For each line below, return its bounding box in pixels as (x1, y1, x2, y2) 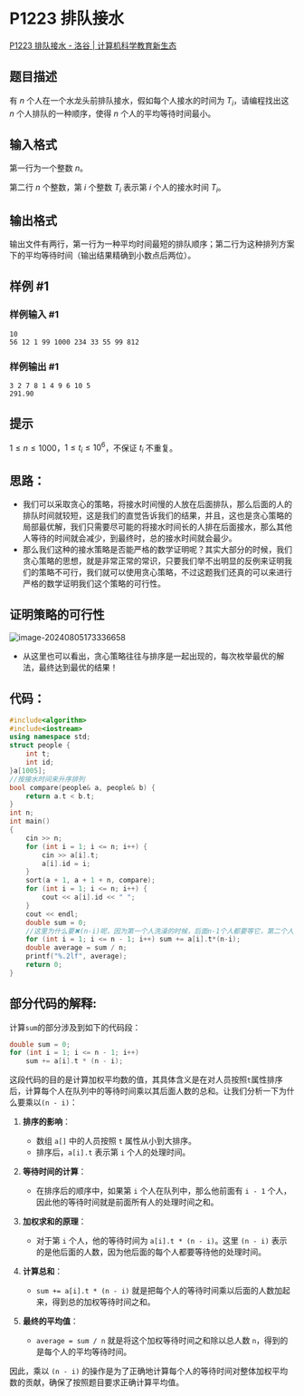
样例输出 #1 (9, 360, 59, 373)
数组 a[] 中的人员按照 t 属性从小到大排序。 (35, 1136, 196, 1147)
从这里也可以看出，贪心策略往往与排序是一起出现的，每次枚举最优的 (22, 650, 277, 661)
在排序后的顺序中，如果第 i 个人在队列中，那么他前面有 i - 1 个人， (35, 1186, 292, 1196)
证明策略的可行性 (9, 607, 105, 622)
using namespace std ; (9, 732, 91, 742)
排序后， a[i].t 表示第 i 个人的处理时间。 (35, 1147, 191, 1157)
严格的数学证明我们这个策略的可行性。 (22, 578, 166, 590)
